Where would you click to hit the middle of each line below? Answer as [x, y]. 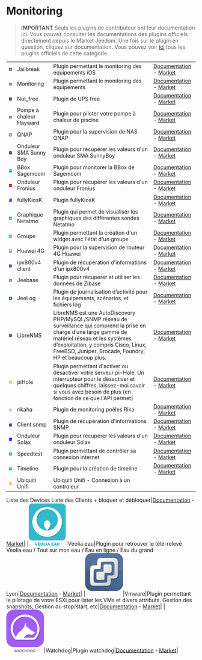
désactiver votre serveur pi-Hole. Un [99, 372]
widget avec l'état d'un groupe [91, 239]
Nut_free [28, 99]
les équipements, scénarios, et [91, 298]
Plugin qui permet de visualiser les [96, 211]
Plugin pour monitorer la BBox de [94, 167]
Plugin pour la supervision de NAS [95, 131]
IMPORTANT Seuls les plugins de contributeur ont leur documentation [108, 28]
